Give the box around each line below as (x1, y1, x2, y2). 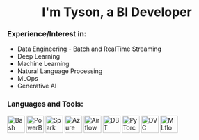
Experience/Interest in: (7, 29, 87, 39)
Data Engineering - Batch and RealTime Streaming (17, 45, 162, 53)
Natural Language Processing (17, 67, 103, 75)
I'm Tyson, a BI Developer (41, 4, 193, 20)
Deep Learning (17, 52, 61, 61)
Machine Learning (17, 60, 70, 68)
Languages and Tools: (7, 99, 83, 109)
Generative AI (17, 81, 57, 91)
